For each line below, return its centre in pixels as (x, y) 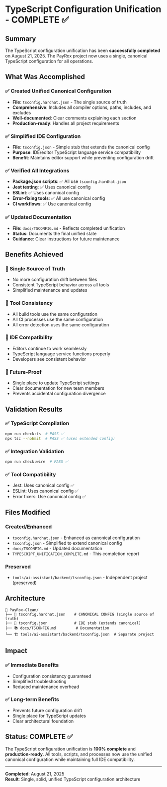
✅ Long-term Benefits (32, 700)
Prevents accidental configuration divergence (59, 394)
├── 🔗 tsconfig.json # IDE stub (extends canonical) (73, 623)
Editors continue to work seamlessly (49, 348)
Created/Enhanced (29, 527)
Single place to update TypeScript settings (56, 383)
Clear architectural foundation (43, 721)
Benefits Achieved (34, 254)
